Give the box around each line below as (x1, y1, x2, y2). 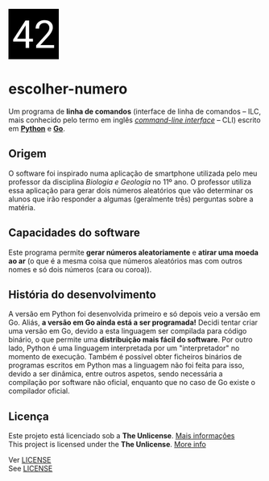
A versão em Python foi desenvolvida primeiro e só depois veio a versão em (8, 309, 261, 319)
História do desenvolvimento (8, 288, 157, 301)
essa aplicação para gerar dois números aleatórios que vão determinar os (8, 185, 254, 195)
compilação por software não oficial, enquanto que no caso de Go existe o (8, 378, 256, 388)
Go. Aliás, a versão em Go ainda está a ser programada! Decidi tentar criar (8, 317, 259, 327)
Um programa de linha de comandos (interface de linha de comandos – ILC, (8, 106, 262, 116)
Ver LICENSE (8, 455, 52, 465)
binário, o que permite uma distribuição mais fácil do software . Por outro (8, 335, 254, 345)
